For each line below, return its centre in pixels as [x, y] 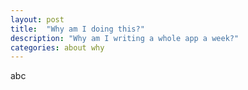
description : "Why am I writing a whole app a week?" [125, 38]
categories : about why [57, 47]
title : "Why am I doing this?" [77, 29]
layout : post [37, 19]
